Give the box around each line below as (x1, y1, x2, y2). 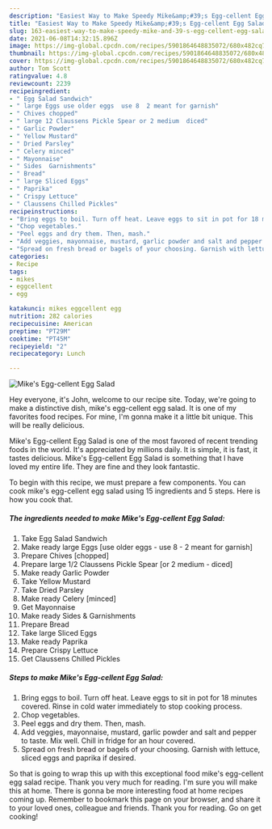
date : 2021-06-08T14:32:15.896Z (9, 34, 118, 43)
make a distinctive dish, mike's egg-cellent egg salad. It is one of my (9, 404, 237, 413)
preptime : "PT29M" (9, 327, 71, 336)
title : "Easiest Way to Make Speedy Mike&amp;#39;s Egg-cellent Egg (9, 19, 245, 27)
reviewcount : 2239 (9, 79, 71, 87)
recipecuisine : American (9, 319, 93, 328)
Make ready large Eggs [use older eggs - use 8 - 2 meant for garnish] (20, 543, 253, 552)
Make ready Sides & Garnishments (20, 611, 136, 621)
